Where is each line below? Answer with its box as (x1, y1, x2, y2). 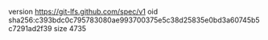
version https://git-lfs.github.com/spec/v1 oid (8, 7, 159, 16)
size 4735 (53, 24, 87, 33)
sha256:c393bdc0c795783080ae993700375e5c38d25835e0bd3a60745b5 (8, 15, 260, 25)
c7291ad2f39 (8, 24, 52, 33)
